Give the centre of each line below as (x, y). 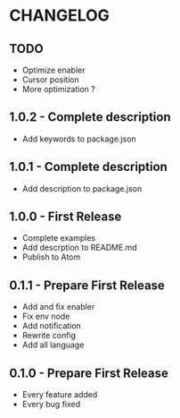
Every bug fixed (51, 405)
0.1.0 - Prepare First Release (89, 373)
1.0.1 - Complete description (88, 167)
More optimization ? (58, 89)
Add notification (52, 326)
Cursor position (50, 80)
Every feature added (60, 395)
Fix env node (46, 316)
